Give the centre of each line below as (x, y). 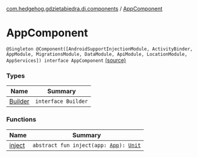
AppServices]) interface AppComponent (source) (66, 60)
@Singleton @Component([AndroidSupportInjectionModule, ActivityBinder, (100, 49)
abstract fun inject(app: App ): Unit (87, 145)
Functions (21, 120)
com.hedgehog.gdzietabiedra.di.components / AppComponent (85, 9)
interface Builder (62, 101)
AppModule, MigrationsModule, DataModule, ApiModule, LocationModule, (97, 54)
